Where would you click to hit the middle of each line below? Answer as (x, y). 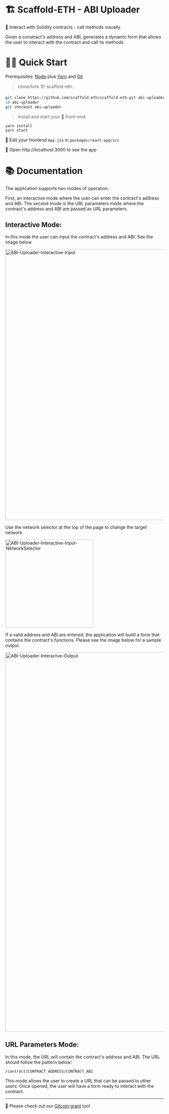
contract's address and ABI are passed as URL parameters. (67, 209)
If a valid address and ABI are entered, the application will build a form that (82, 635)
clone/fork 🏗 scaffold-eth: (45, 87)
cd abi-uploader (22, 102)
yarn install (19, 126)
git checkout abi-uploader (33, 107)
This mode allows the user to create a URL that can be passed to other (78, 1081)
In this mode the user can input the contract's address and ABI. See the (79, 237)
